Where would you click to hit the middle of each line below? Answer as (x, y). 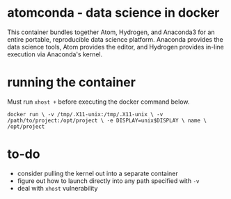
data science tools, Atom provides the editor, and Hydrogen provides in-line (115, 47)
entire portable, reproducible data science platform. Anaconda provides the (115, 39)
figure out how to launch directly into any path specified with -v (108, 181)
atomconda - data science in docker (113, 13)
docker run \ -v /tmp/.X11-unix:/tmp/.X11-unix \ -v (85, 114)
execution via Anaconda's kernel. (55, 54)
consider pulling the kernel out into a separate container (98, 173)
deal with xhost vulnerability (57, 188)
